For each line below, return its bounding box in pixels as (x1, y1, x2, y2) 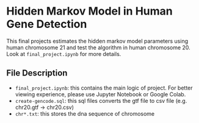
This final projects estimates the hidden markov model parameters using (6, 37, 188, 44)
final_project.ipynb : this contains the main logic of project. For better (15, 84, 194, 91)
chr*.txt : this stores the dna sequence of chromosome (15, 110, 155, 117)
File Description (6, 68, 68, 79)
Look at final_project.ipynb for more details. (6, 50, 121, 57)
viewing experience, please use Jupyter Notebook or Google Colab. (15, 90, 186, 98)
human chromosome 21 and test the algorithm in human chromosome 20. (6, 44, 190, 51)
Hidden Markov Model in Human (6, 4, 173, 18)
